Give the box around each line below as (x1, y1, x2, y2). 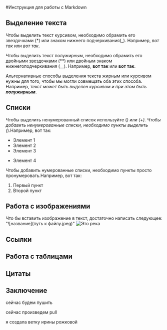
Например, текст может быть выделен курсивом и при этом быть (5, 83, 147, 89)
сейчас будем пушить (5, 299, 53, 305)
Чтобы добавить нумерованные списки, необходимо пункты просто (5, 167, 152, 173)
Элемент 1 (12, 137, 35, 143)
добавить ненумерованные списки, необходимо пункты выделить (5, 122, 148, 128)
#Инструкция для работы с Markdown (5, 5, 87, 10)
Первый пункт (12, 182, 43, 188)
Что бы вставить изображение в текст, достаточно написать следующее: (5, 215, 163, 221)
